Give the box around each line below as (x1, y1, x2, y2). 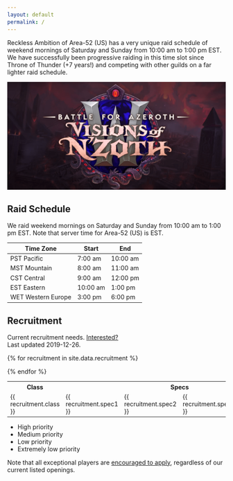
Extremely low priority (17, 444, 80, 453)
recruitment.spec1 (65, 400, 119, 408)
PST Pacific (10, 254, 44, 263)
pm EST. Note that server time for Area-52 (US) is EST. (7, 229, 164, 237)
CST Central (10, 274, 45, 282)
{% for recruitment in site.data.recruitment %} (7, 354, 139, 362)
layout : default (7, 11, 54, 18)
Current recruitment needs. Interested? (7, 333, 119, 342)
